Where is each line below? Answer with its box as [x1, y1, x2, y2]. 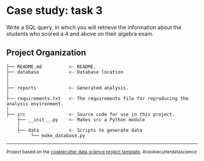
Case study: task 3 [6, 4, 103, 18]
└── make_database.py [30, 133, 86, 139]
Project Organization [6, 48, 86, 58]
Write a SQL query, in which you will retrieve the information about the [6, 24, 182, 31]
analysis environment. [6, 100, 64, 107]
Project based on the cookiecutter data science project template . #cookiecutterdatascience [6, 149, 197, 155]
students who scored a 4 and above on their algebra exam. [6, 30, 154, 37]
